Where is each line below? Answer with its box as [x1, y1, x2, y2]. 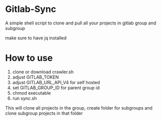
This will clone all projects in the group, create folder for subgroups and [5, 105, 152, 111]
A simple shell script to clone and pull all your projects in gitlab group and [5, 20, 156, 26]
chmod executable [12, 90, 51, 96]
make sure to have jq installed [5, 35, 66, 41]
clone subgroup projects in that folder [5, 110, 83, 116]
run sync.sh [12, 95, 37, 101]
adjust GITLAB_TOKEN [12, 74, 59, 80]
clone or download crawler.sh [12, 69, 74, 75]
